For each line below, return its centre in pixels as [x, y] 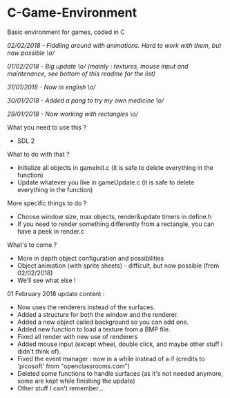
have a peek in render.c [50, 231]
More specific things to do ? [47, 203]
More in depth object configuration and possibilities [90, 258]
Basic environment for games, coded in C [66, 32]
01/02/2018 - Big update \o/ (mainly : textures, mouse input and [98, 66]
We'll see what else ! [46, 280]
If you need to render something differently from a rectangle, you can [116, 224]
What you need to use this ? [47, 127]
